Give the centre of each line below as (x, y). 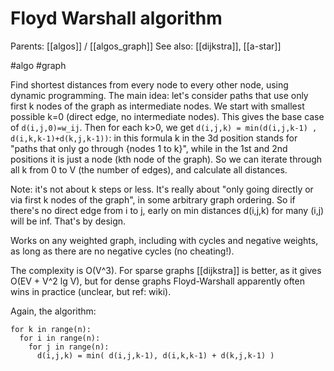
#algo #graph (38, 65)
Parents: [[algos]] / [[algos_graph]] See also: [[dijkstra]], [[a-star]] (146, 46)
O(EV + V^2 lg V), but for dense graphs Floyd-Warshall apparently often (157, 281)
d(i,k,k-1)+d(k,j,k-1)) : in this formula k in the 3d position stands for (154, 138)
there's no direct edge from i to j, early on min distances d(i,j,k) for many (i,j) (167, 210)
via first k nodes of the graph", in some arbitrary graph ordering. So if (153, 199)
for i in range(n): (60, 338)
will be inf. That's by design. (68, 221)
